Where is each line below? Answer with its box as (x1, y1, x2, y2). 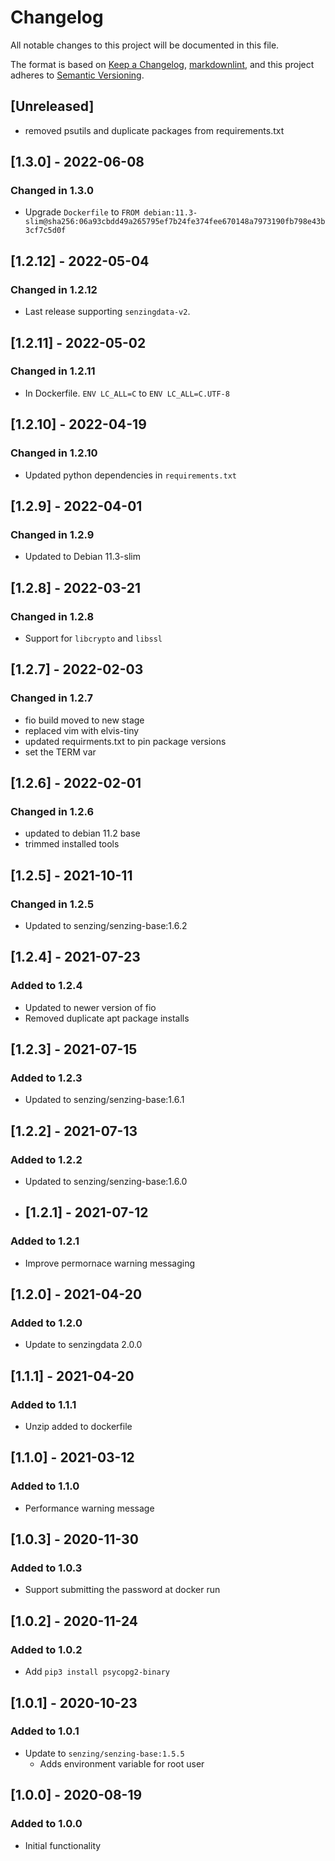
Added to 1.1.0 (10, 1479, 80, 1493)
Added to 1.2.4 (10, 979, 83, 993)
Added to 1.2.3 (10, 1071, 83, 1085)
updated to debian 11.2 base (24, 827, 141, 840)
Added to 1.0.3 (10, 1561, 83, 1575)
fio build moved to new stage (24, 714, 145, 726)
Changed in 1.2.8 (10, 609, 95, 623)
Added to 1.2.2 (10, 1152, 83, 1166)
